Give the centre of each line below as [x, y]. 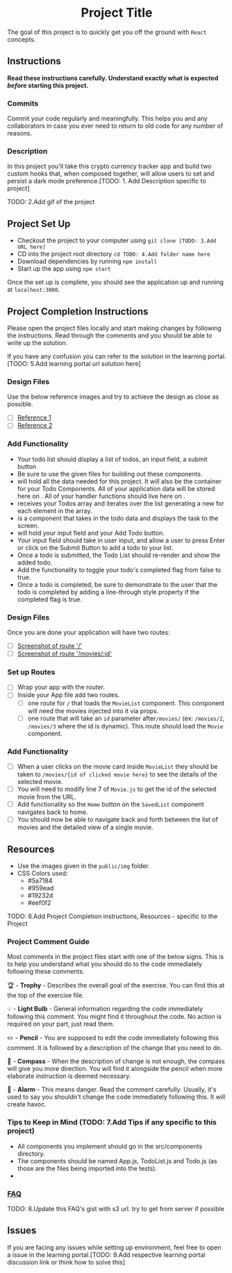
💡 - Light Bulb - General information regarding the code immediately [105, 1009]
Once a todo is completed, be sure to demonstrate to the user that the [117, 584]
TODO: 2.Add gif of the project [51, 202]
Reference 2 [35, 426]
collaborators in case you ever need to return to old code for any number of [115, 126]
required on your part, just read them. [61, 1024]
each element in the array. [55, 510]
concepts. [22, 39]
